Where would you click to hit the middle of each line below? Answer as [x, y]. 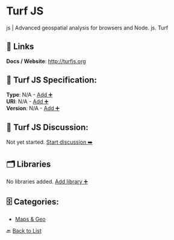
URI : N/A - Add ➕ [27, 101]
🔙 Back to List [24, 231]
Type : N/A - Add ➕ [30, 94]
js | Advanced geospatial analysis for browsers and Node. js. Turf [87, 28]
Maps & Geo [30, 219]
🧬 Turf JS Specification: [52, 80]
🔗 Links [20, 47]
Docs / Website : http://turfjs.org [46, 61]
